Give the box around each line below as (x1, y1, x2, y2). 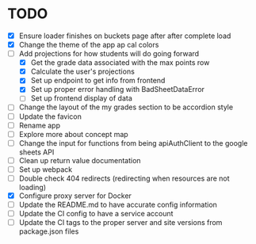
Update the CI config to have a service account (18, 209, 174, 219)
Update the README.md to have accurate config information (18, 200, 217, 209)
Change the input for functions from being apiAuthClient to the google (18, 138, 248, 147)
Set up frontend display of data (30, 93, 132, 103)
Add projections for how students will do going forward (18, 49, 200, 59)
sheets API (18, 147, 55, 157)
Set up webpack (18, 164, 73, 174)
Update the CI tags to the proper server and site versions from (18, 218, 223, 227)
